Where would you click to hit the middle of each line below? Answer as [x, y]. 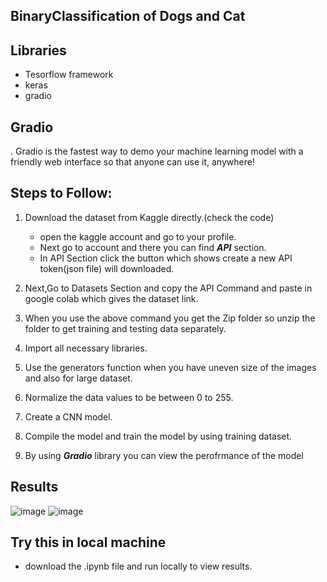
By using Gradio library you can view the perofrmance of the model [164, 455]
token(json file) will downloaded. [107, 268]
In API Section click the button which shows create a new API [166, 258]
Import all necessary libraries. [86, 348]
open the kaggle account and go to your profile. [138, 236]
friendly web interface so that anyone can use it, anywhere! [132, 162]
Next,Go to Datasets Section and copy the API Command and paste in [168, 288]
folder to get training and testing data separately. [125, 328]
